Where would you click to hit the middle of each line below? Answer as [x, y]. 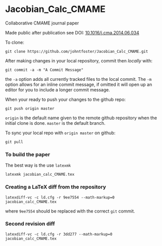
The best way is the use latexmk [38, 165]
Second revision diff [30, 224]
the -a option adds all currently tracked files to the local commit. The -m [79, 79]
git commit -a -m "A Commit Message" [44, 70]
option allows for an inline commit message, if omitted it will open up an [79, 84]
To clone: [15, 42]
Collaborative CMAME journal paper [42, 23]
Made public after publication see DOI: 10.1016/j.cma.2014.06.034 [72, 32]
